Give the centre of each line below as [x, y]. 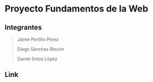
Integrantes [23, 27]
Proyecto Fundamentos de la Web [76, 9]
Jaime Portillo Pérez [38, 39]
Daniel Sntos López [37, 59]
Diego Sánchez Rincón [41, 49]
